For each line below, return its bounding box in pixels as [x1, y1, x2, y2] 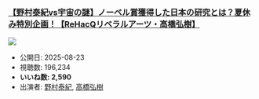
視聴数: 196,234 [19, 63, 71, 72]
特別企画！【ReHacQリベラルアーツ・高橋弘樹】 [16, 18, 200, 29]
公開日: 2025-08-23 [19, 53, 85, 62]
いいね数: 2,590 [19, 72, 72, 82]
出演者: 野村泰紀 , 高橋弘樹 [19, 82, 104, 92]
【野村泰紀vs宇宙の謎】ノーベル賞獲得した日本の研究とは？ [8, 6, 235, 17]
